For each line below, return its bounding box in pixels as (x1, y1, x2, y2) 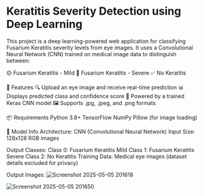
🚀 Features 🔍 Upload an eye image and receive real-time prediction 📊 (6, 84, 184, 91)
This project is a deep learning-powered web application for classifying (6, 37, 186, 45)
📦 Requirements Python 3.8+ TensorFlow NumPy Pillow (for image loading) (6, 114, 197, 121)
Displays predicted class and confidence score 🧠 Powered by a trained (6, 92, 185, 100)
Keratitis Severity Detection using (6, 4, 182, 18)
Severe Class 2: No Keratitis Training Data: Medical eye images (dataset (6, 153, 187, 160)
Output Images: (6, 171, 45, 178)
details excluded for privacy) (6, 159, 78, 166)
